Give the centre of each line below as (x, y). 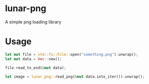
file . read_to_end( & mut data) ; (36, 68)
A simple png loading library (33, 22)
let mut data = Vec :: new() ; (34, 59)
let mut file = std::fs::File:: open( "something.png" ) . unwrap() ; (72, 54)
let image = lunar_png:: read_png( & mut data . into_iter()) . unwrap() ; (75, 76)
